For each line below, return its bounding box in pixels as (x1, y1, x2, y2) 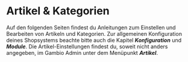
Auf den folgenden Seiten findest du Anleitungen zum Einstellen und (6, 24, 176, 31)
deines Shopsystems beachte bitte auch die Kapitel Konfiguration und (6, 36, 182, 44)
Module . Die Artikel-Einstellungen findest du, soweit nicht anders (6, 43, 168, 50)
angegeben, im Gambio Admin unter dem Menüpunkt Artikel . (6, 49, 158, 56)
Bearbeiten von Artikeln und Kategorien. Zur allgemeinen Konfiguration (6, 30, 183, 37)
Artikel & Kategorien (6, 4, 110, 18)
